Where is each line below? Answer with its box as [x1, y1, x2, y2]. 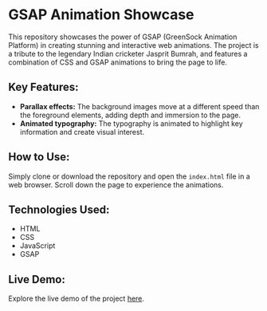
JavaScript [19, 241, 56, 250]
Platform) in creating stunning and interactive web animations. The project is [8, 40, 259, 49]
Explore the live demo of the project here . [8, 293, 145, 304]
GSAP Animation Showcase [8, 6, 194, 24]
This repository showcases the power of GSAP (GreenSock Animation [8, 32, 238, 41]
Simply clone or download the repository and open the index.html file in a [8, 171, 251, 181]
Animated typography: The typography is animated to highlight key [19, 118, 243, 128]
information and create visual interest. [19, 127, 145, 136]
